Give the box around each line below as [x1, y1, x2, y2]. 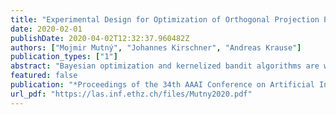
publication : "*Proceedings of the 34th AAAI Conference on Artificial [10, 80, 315, 90]
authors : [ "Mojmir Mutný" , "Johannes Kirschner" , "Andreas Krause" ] [10, 42, 302, 53]
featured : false [10, 71, 78, 81]
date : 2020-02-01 [10, 24, 83, 34]
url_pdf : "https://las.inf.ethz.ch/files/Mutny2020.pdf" [10, 89, 253, 99]
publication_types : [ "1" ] [10, 52, 118, 62]
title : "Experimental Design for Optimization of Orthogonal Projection [10, 14, 320, 25]
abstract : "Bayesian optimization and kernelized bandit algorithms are [10, 61, 320, 71]
